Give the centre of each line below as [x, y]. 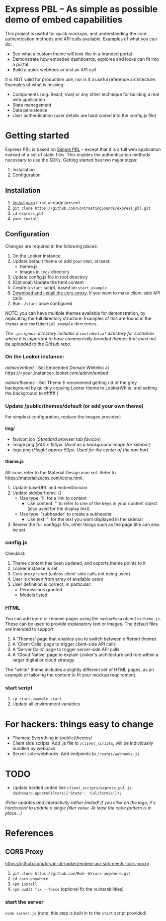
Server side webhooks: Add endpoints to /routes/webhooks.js [76, 754]
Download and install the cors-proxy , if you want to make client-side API [86, 293]
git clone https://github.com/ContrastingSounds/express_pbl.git [81, 208]
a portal [20, 64]
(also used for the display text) [58, 509]
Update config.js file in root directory [50, 277]
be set [19, 529]
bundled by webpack [34, 749]
